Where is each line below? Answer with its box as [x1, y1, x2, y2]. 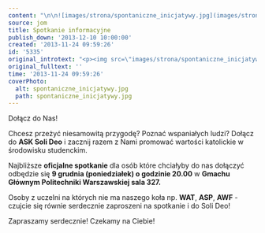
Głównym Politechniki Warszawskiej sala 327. [8, 178, 162, 187]
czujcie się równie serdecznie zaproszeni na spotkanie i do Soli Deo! [8, 202, 231, 211]
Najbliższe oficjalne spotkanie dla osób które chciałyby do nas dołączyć [8, 161, 244, 170]
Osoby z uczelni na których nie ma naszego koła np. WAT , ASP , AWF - [8, 193, 238, 202]
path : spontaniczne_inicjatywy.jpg [15, 92, 132, 100]
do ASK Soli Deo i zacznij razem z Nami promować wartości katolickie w [8, 137, 244, 146]
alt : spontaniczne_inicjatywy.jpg [15, 84, 129, 93]
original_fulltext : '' [8, 63, 83, 71]
